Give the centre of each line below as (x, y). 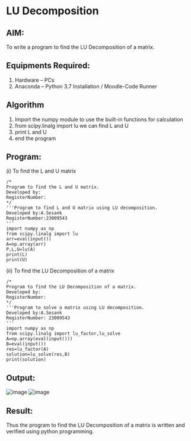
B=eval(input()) (26, 344)
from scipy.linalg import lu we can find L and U (71, 125)
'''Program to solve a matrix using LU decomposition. (75, 308)
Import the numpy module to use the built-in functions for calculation (99, 119)
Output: (21, 378)
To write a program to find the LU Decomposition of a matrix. (80, 47)
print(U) (17, 260)
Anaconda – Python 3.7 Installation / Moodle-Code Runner (86, 86)
